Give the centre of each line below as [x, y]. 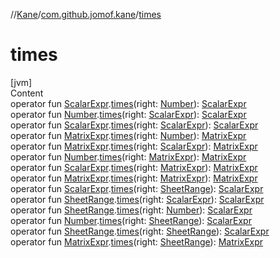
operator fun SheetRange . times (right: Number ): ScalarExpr [131, 210]
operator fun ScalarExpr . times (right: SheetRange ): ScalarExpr [137, 188]
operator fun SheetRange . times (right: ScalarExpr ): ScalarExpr [137, 199]
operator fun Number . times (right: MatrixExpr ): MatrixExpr [128, 156]
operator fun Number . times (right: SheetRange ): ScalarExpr [131, 220]
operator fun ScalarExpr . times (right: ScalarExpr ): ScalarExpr [134, 125]
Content [27, 93]
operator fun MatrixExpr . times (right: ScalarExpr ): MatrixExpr [134, 146]
